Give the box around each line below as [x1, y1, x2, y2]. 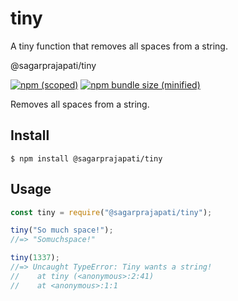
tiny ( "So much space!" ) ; [10, 225, 114, 236]
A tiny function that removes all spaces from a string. [10, 40, 228, 52]
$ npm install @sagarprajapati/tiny [10, 153, 163, 164]
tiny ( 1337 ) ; [10, 253, 60, 263]
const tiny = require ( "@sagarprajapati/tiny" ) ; [10, 207, 213, 217]
